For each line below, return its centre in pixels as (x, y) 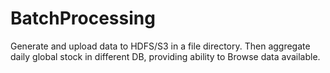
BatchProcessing (83, 18)
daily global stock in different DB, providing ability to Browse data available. (165, 56)
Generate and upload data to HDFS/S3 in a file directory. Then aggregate (160, 46)
